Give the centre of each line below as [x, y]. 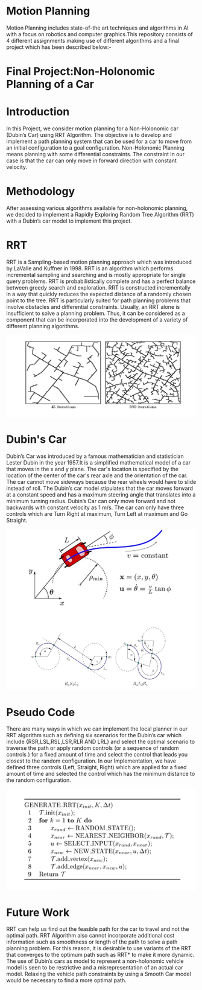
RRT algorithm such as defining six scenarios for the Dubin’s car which [94, 735]
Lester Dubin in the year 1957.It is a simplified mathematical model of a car [99, 462]
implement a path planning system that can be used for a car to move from [99, 141]
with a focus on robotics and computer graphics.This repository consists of [99, 34]
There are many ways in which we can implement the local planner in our [97, 729]
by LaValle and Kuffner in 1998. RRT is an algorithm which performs [90, 268]
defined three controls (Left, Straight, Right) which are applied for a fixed [96, 767]
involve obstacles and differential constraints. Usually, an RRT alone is [93, 306]
